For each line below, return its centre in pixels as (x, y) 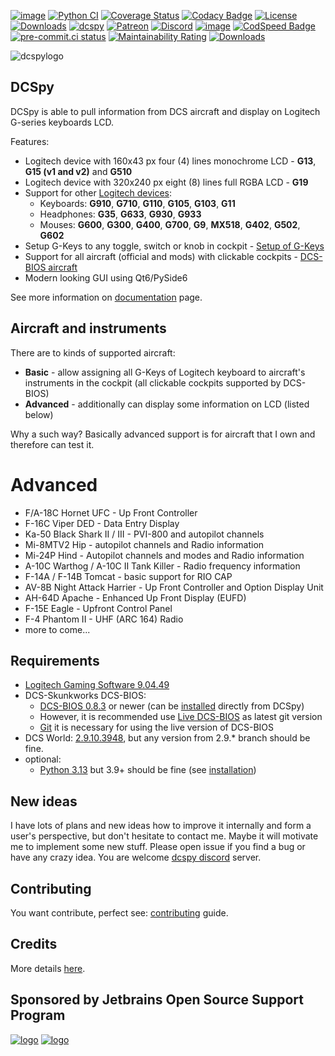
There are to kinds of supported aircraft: (93, 352)
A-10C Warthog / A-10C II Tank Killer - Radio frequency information (162, 566)
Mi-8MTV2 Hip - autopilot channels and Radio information (144, 544)
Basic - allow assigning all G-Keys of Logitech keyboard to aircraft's (165, 372)
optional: (43, 759)
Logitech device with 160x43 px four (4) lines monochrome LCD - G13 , (170, 161)
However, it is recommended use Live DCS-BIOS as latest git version (181, 717)
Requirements (55, 660)
